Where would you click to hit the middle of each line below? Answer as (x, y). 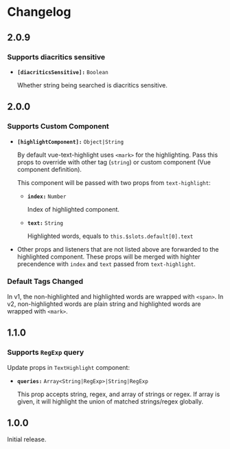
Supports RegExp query (46, 353)
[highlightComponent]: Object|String (70, 142)
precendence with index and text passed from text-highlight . (106, 264)
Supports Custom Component (58, 127)
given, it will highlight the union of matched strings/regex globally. (110, 401)
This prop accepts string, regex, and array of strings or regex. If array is (118, 394)
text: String (45, 223)
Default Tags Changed (45, 281)
